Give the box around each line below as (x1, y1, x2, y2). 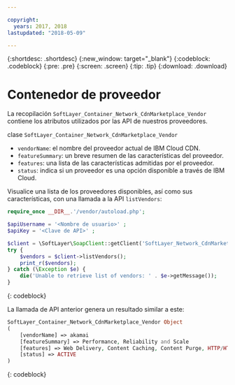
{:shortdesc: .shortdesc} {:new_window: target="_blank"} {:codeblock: (7, 55, 211, 63)
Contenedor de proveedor (7, 87, 161, 102)
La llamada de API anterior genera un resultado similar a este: (7, 305, 185, 314)
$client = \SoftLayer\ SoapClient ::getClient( (7, 240, 142, 247)
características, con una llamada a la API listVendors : (7, 195, 162, 203)
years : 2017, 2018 (13, 22, 68, 30)
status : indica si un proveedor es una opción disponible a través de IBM (17, 166, 225, 175)
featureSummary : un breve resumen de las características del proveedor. (17, 152, 224, 160)
